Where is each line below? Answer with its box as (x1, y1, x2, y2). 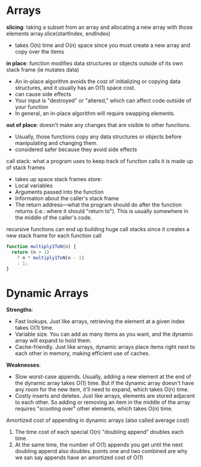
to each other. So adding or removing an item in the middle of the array (14, 398, 191, 406)
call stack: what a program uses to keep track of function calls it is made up (6, 157, 193, 164)
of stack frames (6, 164, 46, 171)
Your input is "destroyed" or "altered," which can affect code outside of (14, 97, 191, 104)
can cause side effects (14, 90, 71, 97)
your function (14, 103, 49, 110)
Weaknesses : (6, 362, 41, 369)
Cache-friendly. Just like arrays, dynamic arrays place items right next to (14, 344, 196, 351)
